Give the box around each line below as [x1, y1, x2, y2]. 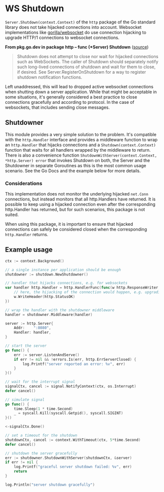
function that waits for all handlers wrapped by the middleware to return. [5, 147, 151, 153]
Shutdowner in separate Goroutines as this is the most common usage [5, 162, 146, 168]
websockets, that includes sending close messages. [5, 104, 110, 110]
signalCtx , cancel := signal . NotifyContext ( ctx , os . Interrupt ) [5, 384, 137, 389]
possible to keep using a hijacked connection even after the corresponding [5, 201, 156, 207]
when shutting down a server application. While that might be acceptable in [5, 89, 157, 95]
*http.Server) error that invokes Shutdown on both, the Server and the [5, 157, 150, 163]
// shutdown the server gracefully [5, 451, 78, 456]
